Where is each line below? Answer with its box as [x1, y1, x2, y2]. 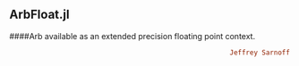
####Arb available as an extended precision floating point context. [9, 30, 256, 41]
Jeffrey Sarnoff [229, 48, 291, 57]
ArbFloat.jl [9, 7, 70, 22]
